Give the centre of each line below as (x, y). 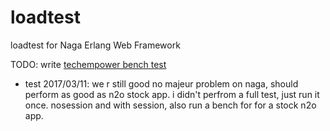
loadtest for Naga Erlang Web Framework (95, 45)
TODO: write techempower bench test (88, 64)
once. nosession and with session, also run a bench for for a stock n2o (170, 105)
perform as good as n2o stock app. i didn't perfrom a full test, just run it (172, 94)
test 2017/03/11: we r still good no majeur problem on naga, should (161, 83)
